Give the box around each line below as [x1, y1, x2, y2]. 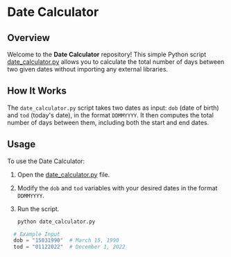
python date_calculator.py [17, 218, 96, 225]
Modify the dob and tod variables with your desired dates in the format [17, 183, 218, 192]
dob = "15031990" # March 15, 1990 [13, 237, 119, 244]
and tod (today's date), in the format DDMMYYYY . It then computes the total [7, 110, 214, 119]
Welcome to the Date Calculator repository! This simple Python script [7, 50, 207, 58]
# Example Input [13, 231, 60, 238]
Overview [7, 32, 51, 44]
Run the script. [17, 204, 60, 213]
